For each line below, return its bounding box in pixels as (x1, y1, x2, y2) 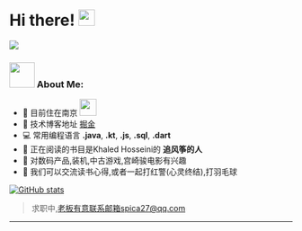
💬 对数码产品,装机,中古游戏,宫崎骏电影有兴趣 (22, 155, 187, 166)
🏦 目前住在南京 (22, 108, 78, 119)
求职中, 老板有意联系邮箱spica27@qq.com (31, 203, 186, 214)
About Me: (36, 77, 84, 90)
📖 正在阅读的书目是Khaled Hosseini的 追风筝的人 (22, 144, 203, 155)
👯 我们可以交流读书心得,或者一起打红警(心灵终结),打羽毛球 (22, 166, 238, 177)
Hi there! (9, 10, 75, 31)
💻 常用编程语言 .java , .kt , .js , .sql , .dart (22, 130, 171, 141)
